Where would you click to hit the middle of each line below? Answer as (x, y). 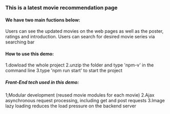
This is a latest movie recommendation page (61, 8)
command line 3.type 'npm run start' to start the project (64, 71)
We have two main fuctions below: (43, 20)
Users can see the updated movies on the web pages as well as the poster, (84, 31)
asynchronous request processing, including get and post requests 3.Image (85, 101)
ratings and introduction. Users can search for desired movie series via (80, 37)
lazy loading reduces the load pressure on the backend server (71, 106)
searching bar (20, 42)
